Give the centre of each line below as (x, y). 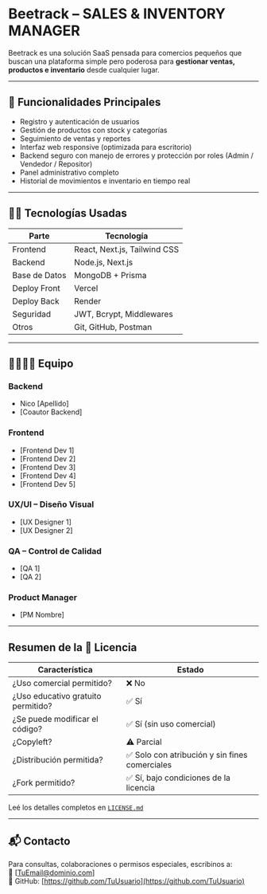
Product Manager (43, 598)
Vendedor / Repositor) (56, 163)
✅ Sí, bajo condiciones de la (178, 778)
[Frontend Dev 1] (47, 450)
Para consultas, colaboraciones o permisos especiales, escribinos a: (120, 865)
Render (88, 301)
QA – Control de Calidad (55, 551)
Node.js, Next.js (104, 262)
